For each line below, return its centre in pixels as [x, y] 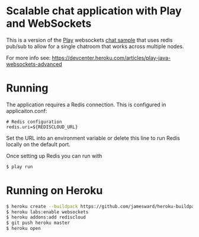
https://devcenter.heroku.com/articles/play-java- [111, 58]
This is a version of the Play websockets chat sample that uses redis [89, 40]
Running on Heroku [54, 190]
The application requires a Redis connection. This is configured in [86, 105]
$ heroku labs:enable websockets [47, 212]
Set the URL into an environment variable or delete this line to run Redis [93, 138]
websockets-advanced [34, 64]
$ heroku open [24, 229]
